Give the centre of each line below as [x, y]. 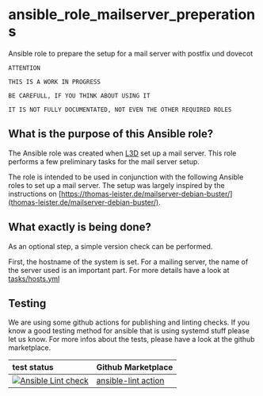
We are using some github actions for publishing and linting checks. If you [129, 322]
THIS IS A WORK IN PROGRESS [55, 82]
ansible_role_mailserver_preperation [132, 15]
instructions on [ [35, 194]
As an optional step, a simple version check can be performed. [111, 246]
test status [33, 367]
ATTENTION [25, 68]
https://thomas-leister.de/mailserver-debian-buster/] [147, 194]
